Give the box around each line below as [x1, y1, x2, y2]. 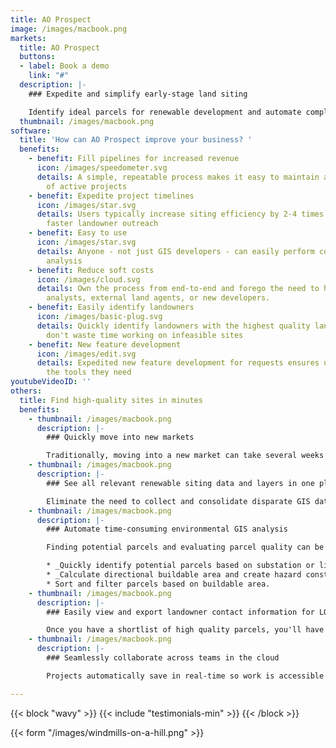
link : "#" [28, 71, 70, 81]
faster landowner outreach [46, 219, 159, 229]
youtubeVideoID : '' [10, 377, 92, 387]
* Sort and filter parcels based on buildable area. [46, 579, 271, 589]
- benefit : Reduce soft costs [28, 265, 155, 275]
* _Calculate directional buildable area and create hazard [46, 570, 302, 580]
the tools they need [46, 367, 132, 378]
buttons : [19, 52, 56, 62]
